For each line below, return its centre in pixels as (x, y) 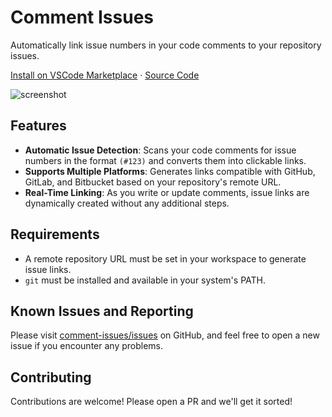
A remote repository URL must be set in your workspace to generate (165, 258)
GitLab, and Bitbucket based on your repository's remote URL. (153, 182)
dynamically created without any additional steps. (127, 203)
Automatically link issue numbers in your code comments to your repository (166, 45)
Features (38, 126)
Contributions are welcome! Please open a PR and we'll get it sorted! (151, 402)
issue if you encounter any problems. (87, 346)
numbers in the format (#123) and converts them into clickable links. (165, 160)
